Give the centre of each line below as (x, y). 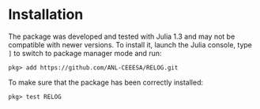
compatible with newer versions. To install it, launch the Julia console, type (130, 44)
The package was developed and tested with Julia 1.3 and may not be (122, 36)
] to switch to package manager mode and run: (85, 53)
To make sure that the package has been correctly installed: (106, 82)
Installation (46, 15)
